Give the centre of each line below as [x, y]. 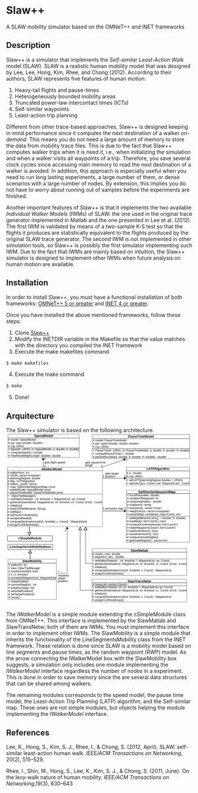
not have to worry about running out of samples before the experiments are [98, 190]
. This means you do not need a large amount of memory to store [106, 139]
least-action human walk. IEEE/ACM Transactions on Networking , [103, 753]
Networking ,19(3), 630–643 [40, 784]
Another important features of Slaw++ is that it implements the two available [99, 207]
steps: [14, 321]
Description [28, 45]
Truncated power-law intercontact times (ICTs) [72, 103]
